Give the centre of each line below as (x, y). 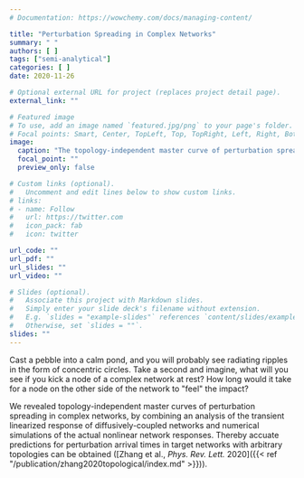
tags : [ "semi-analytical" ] (60, 60)
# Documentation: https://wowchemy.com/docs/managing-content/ (131, 18)
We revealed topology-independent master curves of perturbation (133, 406)
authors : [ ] (34, 51)
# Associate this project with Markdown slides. (107, 300)
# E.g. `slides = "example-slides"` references (105, 317)
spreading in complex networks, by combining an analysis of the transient (147, 416)
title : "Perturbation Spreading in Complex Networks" (113, 34)
